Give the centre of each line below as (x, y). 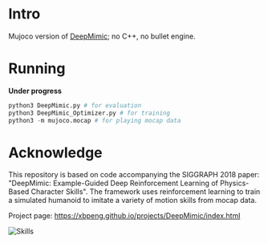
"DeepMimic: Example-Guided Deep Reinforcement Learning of (114, 183)
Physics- (234, 183)
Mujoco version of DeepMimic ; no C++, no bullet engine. (102, 36)
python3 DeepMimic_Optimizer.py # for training (89, 113)
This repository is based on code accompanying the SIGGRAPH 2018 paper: (134, 175)
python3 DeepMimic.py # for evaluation (75, 105)
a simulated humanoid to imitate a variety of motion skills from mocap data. (132, 200)
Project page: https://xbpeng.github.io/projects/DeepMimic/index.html (124, 216)
